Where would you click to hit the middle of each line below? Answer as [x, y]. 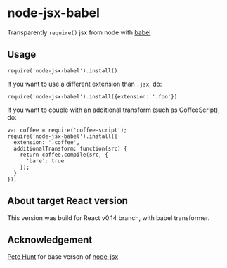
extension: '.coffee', [47, 142]
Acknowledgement [50, 240]
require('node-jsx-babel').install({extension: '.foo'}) [92, 96]
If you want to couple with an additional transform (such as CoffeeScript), [113, 110]
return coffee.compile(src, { [64, 155]
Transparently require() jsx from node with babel [79, 32]
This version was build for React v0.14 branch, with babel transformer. [109, 218]
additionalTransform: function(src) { [71, 148]
